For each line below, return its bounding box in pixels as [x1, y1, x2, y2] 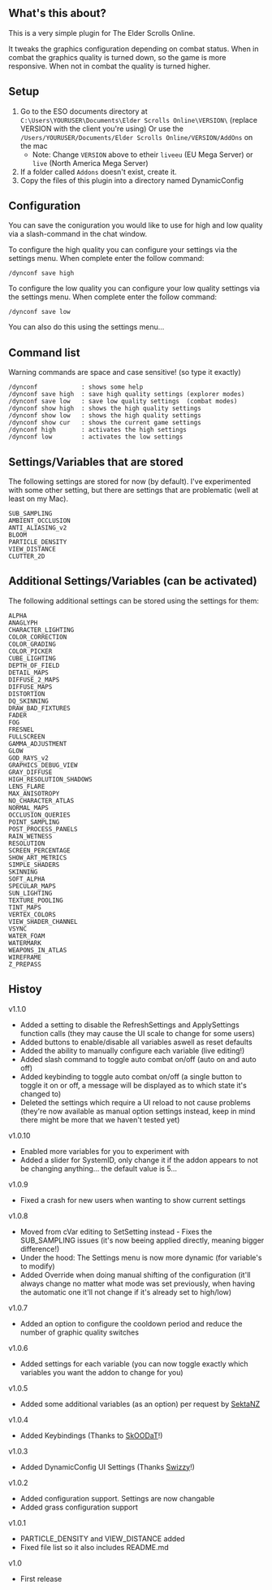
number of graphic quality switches [19, 1327, 140, 1337]
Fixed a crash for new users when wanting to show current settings [19, 1195, 246, 1204]
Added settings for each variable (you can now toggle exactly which [19, 1358, 249, 1369]
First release [19, 1574, 63, 1583]
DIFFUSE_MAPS [8, 682, 53, 690]
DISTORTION [8, 690, 45, 698]
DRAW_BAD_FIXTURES [8, 704, 71, 712]
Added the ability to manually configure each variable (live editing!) [19, 1045, 245, 1056]
